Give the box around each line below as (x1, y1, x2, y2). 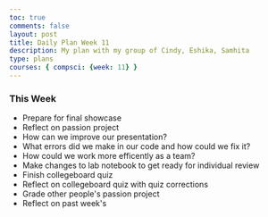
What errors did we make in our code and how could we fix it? (21, 141, 251, 152)
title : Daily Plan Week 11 (9, 38, 110, 47)
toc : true (9, 13, 46, 22)
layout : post (9, 29, 58, 38)
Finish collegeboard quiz (21, 170, 113, 180)
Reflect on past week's (21, 198, 107, 209)
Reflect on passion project (21, 122, 120, 133)
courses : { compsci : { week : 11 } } (9, 63, 138, 72)
